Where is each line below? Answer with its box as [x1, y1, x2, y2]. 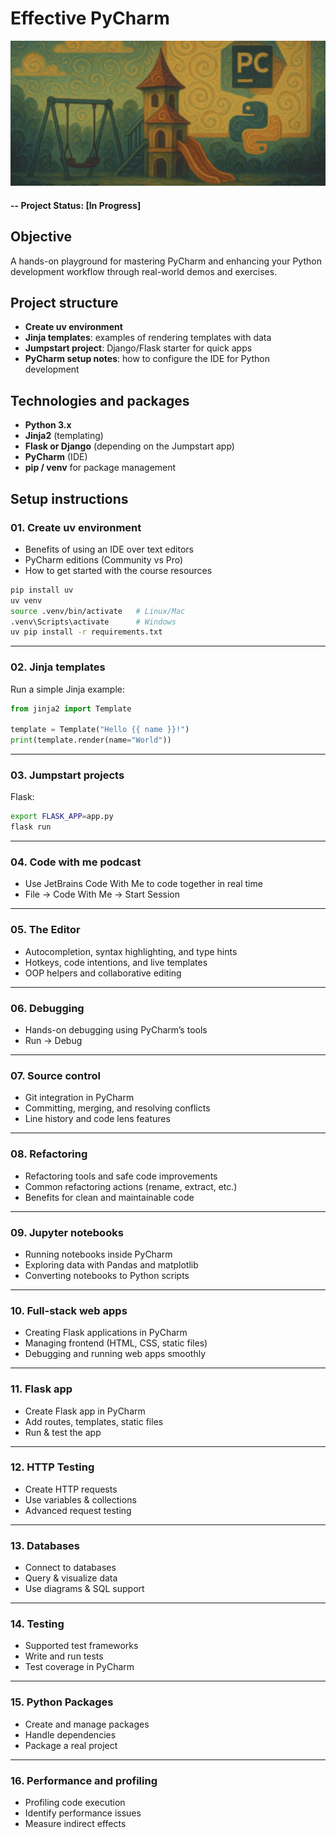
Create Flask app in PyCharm [24, 1405, 146, 1417]
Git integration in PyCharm [24, 1092, 135, 1104]
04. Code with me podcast [10, 855, 142, 869]
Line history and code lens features [24, 1113, 171, 1125]
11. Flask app [10, 1382, 73, 1396]
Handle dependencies [24, 1728, 117, 1741]
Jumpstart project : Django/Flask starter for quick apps [24, 342, 253, 354]
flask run [10, 822, 52, 832]
